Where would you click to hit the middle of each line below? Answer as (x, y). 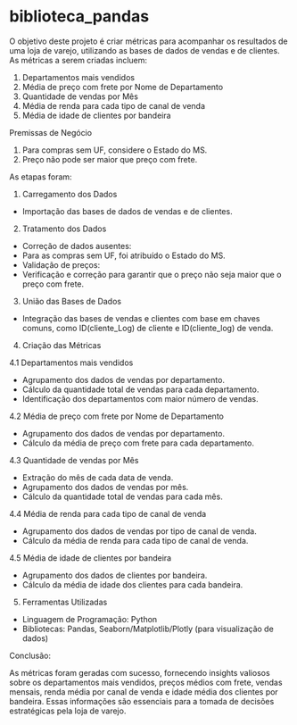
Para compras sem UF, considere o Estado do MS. (115, 150)
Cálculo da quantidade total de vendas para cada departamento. (140, 389)
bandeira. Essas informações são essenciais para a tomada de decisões (142, 701)
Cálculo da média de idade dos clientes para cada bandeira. (132, 584)
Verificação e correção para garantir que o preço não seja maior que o (152, 274)
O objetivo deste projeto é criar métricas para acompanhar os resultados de (148, 41)
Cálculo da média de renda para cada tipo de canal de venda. (135, 540)
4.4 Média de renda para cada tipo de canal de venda (108, 513)
